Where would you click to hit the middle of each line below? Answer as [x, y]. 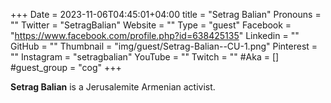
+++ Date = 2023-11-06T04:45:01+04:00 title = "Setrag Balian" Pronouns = [166, 14]
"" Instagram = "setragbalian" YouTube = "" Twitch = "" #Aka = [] [145, 57]
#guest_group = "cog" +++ [66, 67]
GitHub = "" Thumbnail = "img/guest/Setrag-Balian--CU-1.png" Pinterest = [164, 46]
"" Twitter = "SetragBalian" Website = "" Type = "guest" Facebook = [151, 25]
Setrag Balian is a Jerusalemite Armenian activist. [113, 87]
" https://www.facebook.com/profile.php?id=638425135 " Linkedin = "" [155, 35]
